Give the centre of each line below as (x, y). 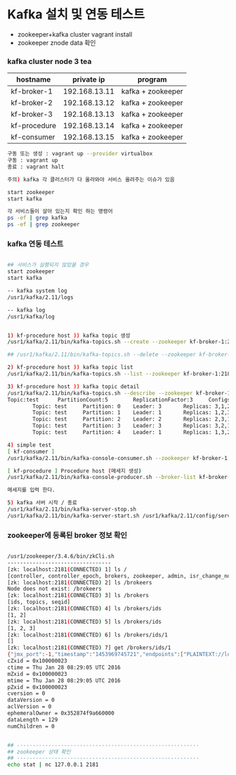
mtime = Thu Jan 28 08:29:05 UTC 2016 (64, 680)
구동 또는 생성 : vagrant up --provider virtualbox (80, 154)
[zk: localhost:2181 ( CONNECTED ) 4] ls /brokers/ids (84, 609)
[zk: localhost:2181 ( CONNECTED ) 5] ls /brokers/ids (84, 622)
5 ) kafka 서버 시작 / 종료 (42, 503)
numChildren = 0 (31, 726)
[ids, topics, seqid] (39, 602)
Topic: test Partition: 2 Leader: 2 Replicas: (122, 419)
